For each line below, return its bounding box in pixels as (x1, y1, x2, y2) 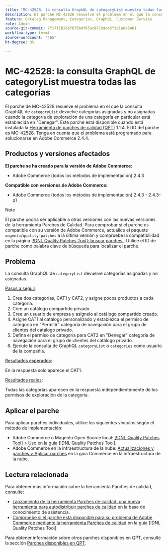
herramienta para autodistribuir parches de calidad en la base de (12, 504, 146, 510)
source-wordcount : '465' (5, 35, 57, 40)
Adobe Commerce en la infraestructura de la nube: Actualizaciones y (12, 445, 154, 451)
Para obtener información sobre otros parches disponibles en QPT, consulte (5, 535, 161, 541)
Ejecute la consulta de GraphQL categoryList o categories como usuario (12, 343, 162, 349)
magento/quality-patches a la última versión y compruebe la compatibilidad (5, 232, 160, 238)
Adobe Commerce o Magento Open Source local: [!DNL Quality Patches (12, 435, 160, 441)
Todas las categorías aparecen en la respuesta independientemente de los (5, 387, 158, 393)
